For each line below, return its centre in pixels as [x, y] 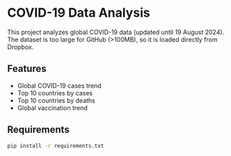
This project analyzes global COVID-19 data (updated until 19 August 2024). [116, 32]
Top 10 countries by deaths [56, 100]
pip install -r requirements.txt [56, 146]
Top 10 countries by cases [55, 93]
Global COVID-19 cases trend [59, 86]
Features [27, 69]
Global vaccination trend [53, 108]
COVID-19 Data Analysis [79, 13]
